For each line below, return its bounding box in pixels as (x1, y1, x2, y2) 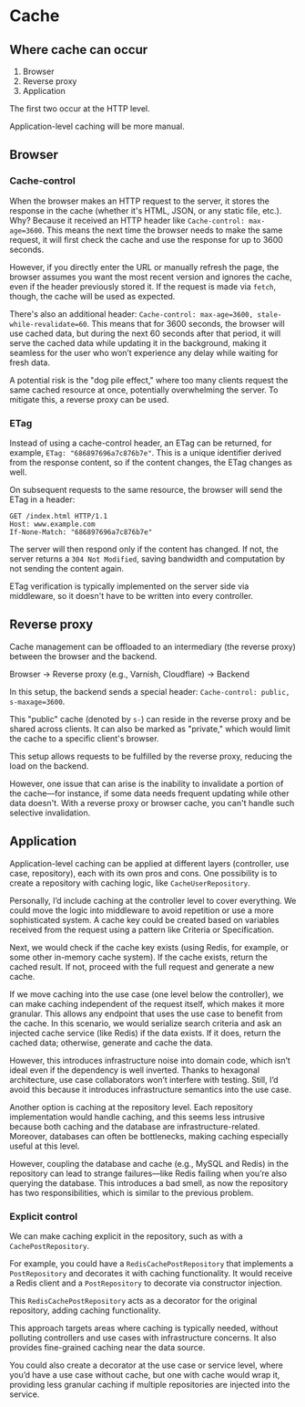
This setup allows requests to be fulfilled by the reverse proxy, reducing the (9, 751, 293, 761)
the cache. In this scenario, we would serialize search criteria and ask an (9, 1017, 282, 1028)
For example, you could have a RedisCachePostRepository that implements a (9, 1257, 294, 1269)
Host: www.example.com (9, 520, 96, 529)
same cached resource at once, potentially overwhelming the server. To (9, 384, 279, 395)
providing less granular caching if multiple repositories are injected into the (9, 1379, 290, 1390)
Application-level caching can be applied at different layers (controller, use (9, 857, 290, 868)
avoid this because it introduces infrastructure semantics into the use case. (9, 1084, 292, 1095)
